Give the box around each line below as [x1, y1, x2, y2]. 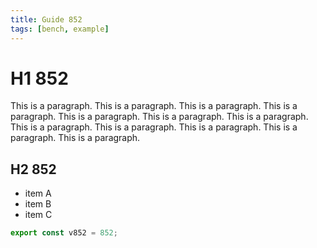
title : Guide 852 [10, 14, 83, 25]
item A [24, 187, 52, 200]
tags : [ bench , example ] [10, 24, 110, 34]
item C [24, 209, 53, 221]
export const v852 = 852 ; [10, 228, 118, 238]
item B [24, 198, 52, 210]
